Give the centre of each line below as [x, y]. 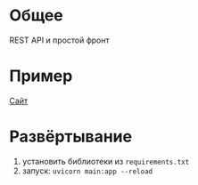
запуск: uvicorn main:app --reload [87, 171]
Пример [41, 76]
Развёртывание [70, 137]
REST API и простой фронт [59, 40]
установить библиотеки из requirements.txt [106, 161]
